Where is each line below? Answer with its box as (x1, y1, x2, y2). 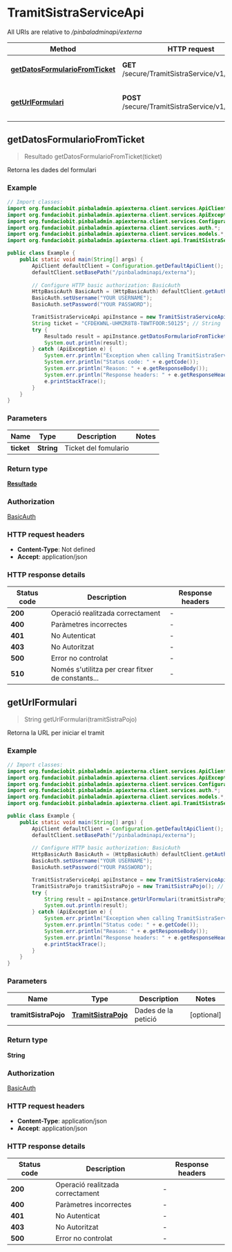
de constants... (50, 673, 99, 683)
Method (50, 44, 77, 53)
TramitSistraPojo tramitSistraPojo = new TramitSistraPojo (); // (32, 883, 224, 890)
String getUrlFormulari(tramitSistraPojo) (23, 715, 137, 724)
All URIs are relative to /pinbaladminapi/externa (7, 28, 142, 36)
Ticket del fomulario (64, 443, 129, 452)
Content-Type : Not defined (17, 545, 95, 554)
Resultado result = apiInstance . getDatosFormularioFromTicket (43, 333, 227, 340)
